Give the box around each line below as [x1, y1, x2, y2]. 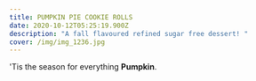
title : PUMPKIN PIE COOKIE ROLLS [9, 12, 133, 22]
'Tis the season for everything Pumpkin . [9, 62, 157, 72]
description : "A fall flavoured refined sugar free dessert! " [9, 29, 249, 38]
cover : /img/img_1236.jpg [9, 37, 105, 47]
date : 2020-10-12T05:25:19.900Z [9, 21, 129, 30]
